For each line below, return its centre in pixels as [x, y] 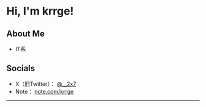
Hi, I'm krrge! [40, 11]
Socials [21, 68]
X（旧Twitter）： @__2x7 [46, 84]
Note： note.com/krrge [44, 91]
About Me [25, 34]
